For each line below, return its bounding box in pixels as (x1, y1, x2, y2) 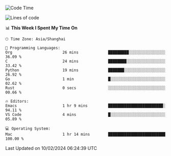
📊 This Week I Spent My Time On (5, 25, 78, 30)
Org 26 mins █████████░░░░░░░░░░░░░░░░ (5, 50, 166, 55)
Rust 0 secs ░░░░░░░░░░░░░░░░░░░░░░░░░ (5, 85, 166, 90)
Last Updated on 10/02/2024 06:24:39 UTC (5, 145, 97, 151)
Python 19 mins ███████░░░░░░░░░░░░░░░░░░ (5, 68, 166, 73)
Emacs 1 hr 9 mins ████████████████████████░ (5, 103, 166, 108)
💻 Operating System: (5, 126, 51, 131)
